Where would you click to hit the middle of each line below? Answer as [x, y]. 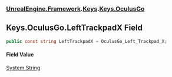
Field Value [20, 55]
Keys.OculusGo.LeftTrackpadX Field [75, 28]
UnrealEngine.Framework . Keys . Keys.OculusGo [75, 9]
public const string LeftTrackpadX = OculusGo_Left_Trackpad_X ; [87, 41]
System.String [23, 68]
